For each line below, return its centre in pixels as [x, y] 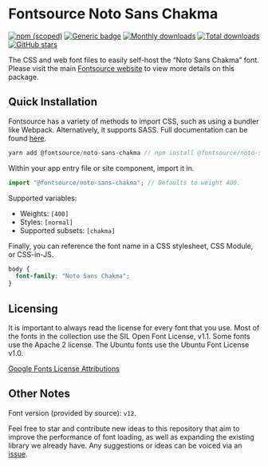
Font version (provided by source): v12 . [73, 413]
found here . [27, 138]
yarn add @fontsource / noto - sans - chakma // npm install [101, 152]
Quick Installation [53, 102]
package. [24, 77]
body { [19, 269]
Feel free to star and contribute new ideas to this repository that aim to [124, 428]
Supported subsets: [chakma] [67, 230]
